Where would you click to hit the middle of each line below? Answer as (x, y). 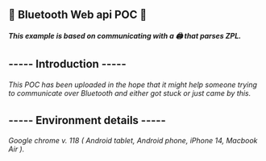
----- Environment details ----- (87, 120)
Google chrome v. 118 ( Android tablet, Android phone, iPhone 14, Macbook (133, 141)
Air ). (17, 149)
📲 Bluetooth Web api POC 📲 (78, 15)
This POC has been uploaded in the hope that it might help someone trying (133, 85)
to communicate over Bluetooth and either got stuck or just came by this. (130, 93)
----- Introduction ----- (67, 64)
